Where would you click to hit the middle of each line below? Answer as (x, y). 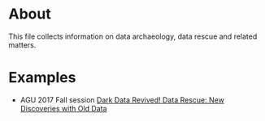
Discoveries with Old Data (63, 108)
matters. (22, 44)
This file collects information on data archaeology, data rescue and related (133, 36)
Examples (42, 78)
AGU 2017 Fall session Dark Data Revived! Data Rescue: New (122, 100)
